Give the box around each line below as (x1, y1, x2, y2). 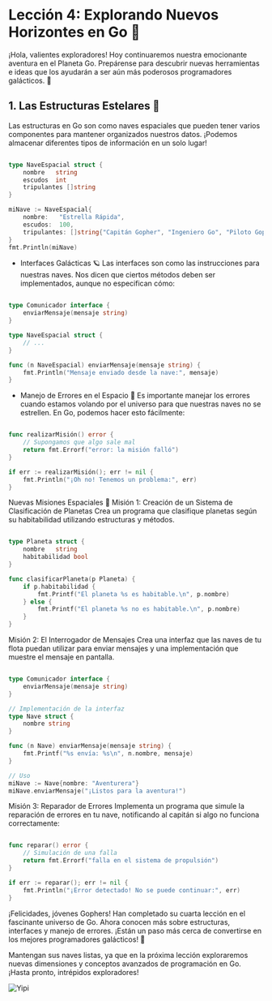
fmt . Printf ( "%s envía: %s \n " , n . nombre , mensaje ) (23, 750, 194, 758)
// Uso (8, 771, 31, 780)
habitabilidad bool (23, 553, 89, 561)
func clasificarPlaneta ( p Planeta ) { (8, 574, 136, 583)
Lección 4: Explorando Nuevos (8, 6, 219, 24)
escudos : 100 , (23, 221, 74, 229)
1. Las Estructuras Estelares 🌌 (8, 99, 160, 113)
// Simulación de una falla (23, 849, 117, 857)
